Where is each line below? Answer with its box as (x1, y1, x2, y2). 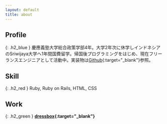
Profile (5, 31, 27, 39)
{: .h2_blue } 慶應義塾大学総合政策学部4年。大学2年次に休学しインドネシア (5, 45, 161, 51)
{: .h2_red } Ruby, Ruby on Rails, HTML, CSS (5, 85, 97, 91)
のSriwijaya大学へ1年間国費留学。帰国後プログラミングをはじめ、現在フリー (5, 51, 162, 57)
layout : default (5, 7, 39, 13)
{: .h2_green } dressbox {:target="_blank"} (5, 113, 96, 119)
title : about (5, 12, 33, 17)
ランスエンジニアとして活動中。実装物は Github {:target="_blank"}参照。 (5, 57, 153, 63)
